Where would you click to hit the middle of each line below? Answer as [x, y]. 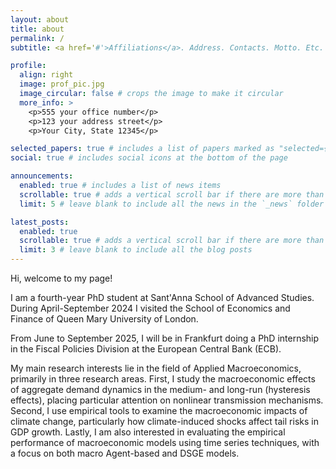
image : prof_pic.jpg [62, 84]
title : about [37, 29]
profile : [28, 66]
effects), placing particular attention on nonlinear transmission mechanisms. [167, 400]
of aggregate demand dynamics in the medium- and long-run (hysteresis [160, 389]
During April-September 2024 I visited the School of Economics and [150, 308]
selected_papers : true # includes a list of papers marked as [142, 149]
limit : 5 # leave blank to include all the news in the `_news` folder [172, 204]
